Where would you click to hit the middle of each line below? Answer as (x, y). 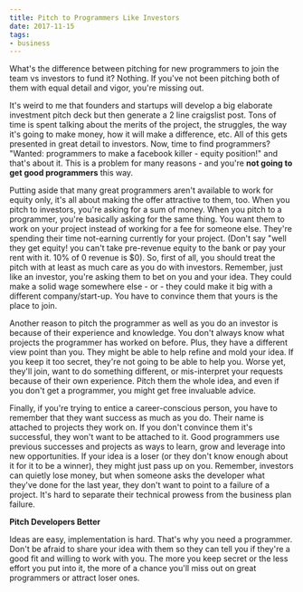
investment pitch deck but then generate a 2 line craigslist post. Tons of (143, 115)
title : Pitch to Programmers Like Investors (95, 18)
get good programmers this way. (71, 173)
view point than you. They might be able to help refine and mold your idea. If (151, 352)
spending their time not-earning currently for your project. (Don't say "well (148, 239)
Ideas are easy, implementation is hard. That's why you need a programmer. (151, 539)
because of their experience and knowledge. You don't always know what (147, 333)
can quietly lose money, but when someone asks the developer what (137, 475)
